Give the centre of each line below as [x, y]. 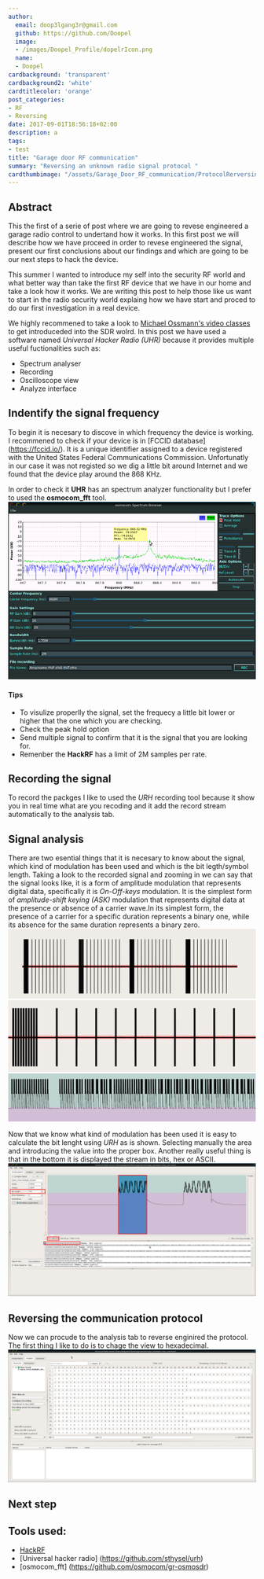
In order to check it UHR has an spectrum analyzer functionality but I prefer [130, 489]
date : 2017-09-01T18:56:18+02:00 [63, 125]
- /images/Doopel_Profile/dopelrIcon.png [84, 50]
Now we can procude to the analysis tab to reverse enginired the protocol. [128, 1338]
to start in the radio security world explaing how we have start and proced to [132, 300]
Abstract [30, 207]
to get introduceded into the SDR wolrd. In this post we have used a [117, 332]
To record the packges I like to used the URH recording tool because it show [132, 797]
